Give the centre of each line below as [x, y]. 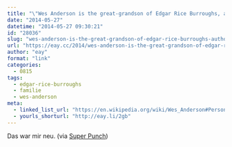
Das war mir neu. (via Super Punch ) [58, 136]
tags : [15, 78]
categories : [24, 65]
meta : [15, 104]
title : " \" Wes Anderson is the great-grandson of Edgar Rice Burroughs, [114, 13]
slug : [15, 39]
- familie [27, 90]
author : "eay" [28, 52]
